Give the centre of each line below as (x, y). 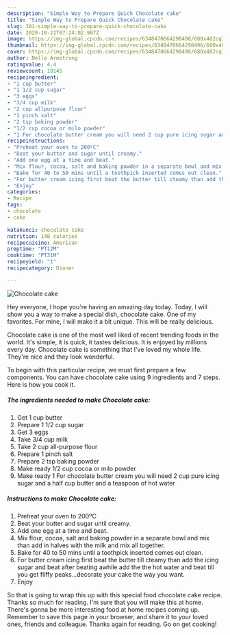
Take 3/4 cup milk (42, 439)
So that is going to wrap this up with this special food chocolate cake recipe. (115, 595)
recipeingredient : (33, 77)
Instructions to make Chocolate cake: (62, 499)
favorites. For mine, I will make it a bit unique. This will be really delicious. (110, 321)
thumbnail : (23, 45)
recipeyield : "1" (32, 262)
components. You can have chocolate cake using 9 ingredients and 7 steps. (114, 377)
